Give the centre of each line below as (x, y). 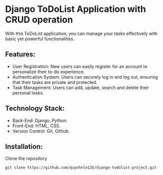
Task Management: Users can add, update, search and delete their (81, 87)
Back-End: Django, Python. (40, 120)
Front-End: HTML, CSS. (36, 126)
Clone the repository (26, 159)
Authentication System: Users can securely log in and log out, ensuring (85, 77)
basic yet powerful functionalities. (40, 39)
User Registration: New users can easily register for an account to (80, 66)
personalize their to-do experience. (48, 72)
